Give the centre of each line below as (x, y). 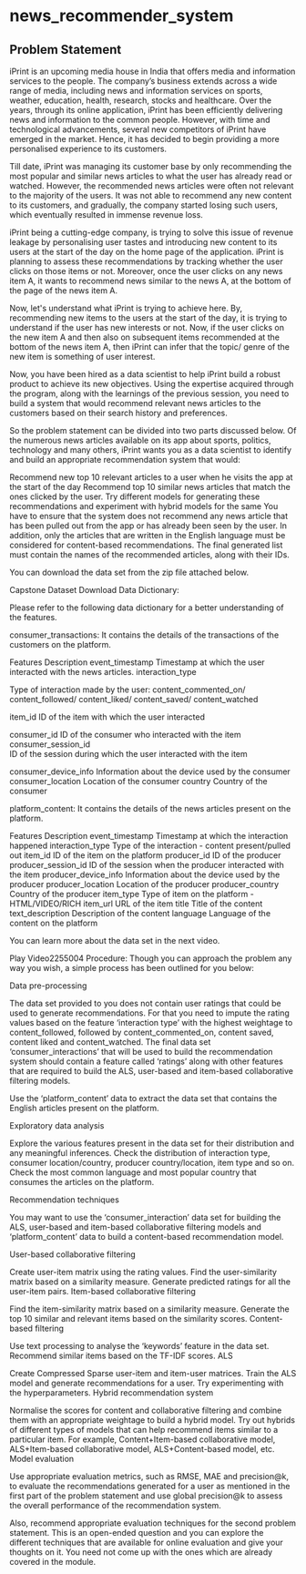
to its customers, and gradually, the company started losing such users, (143, 205)
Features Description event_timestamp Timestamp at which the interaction (149, 836)
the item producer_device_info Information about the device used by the (145, 874)
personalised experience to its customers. (88, 148)
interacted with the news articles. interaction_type (103, 672)
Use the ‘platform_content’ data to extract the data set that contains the (143, 1098)
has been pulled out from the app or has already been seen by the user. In (148, 526)
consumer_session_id (50, 744)
